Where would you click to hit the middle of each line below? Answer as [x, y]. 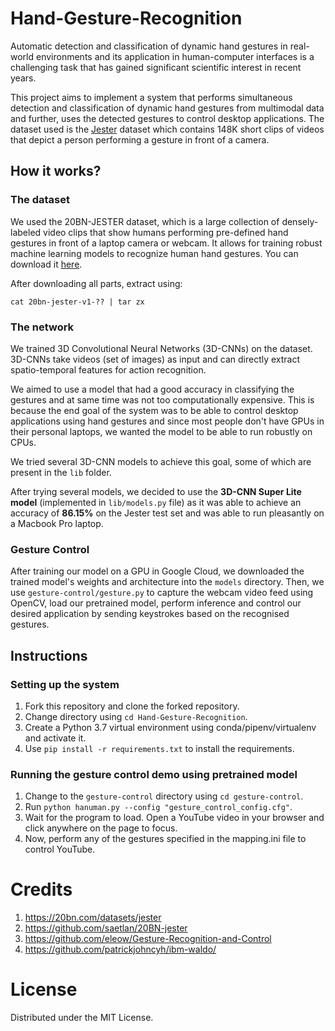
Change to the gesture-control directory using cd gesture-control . [164, 796]
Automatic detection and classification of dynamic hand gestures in [149, 46]
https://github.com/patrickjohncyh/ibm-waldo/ [120, 949]
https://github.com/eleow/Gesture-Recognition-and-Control [148, 939]
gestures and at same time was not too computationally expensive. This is [162, 399]
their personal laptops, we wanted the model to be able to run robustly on [161, 431]
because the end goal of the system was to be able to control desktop [154, 410]
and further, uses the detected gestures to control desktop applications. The [167, 118]
